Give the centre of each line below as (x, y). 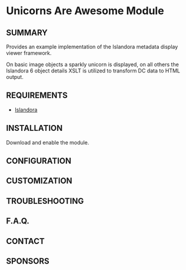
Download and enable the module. (48, 142)
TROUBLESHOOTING (45, 201)
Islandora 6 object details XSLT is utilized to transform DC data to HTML (93, 71)
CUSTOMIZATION (39, 181)
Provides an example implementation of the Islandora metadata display (92, 47)
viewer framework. (29, 53)
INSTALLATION (34, 128)
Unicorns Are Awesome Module (85, 11)
